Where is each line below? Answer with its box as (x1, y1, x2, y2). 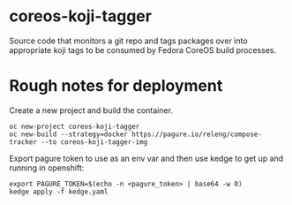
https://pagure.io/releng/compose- (131, 130, 263, 139)
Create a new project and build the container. (9, 104, 174, 116)
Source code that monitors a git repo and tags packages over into (9, 35, 249, 46)
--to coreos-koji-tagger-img (41, 137, 148, 147)
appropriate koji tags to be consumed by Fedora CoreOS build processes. (9, 44, 276, 55)
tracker (9, 137, 38, 147)
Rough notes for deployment (9, 76, 223, 96)
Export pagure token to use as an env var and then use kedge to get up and (9, 153, 284, 163)
